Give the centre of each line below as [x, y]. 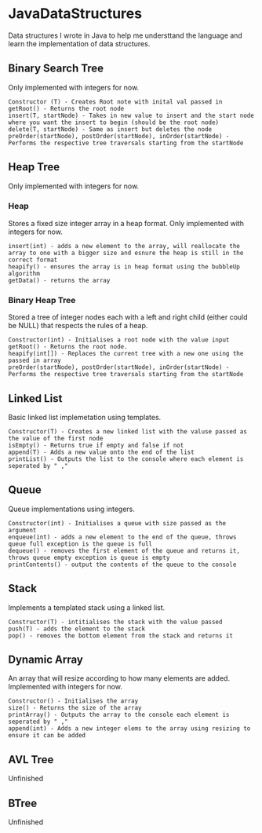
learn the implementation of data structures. [79, 43]
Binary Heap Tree [42, 300]
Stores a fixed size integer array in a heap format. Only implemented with [126, 223]
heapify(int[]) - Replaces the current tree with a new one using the [126, 354]
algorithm [24, 273]
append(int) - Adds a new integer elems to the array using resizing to [129, 729]
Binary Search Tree [56, 69]
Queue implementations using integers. [72, 509]
